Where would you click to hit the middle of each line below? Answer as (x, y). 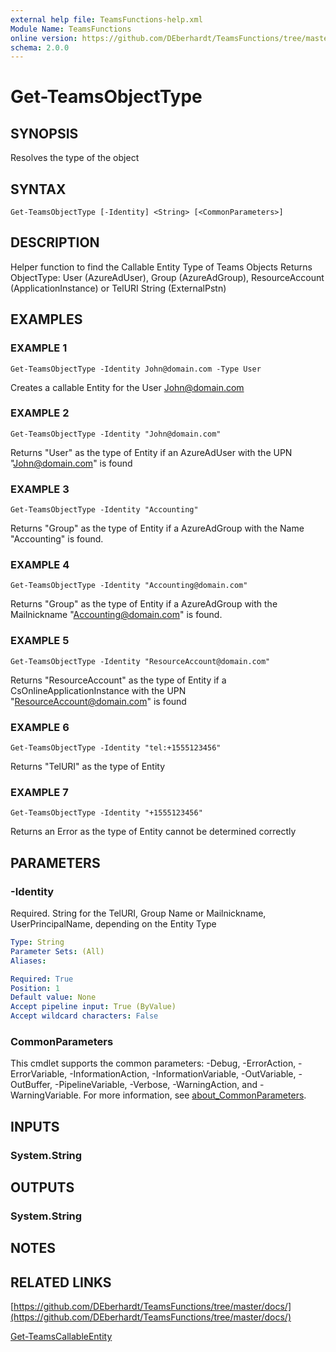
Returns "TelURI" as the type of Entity (88, 767)
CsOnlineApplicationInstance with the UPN (98, 690)
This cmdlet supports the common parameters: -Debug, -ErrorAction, (153, 1063)
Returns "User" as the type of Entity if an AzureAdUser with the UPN (151, 452)
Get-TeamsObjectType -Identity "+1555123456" (106, 813)
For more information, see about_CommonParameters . (195, 1095)
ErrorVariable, (39, 1074)
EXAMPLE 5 (40, 641)
